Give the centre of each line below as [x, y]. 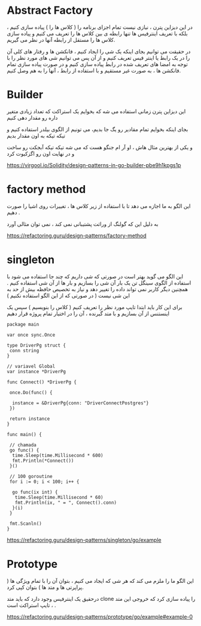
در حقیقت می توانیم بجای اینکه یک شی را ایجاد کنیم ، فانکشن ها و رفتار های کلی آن [99, 51]
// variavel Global [31, 366]
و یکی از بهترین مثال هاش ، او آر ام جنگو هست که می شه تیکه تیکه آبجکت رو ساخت [100, 147]
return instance [30, 419]
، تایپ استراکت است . [31, 605]
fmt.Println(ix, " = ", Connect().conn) [66, 503]
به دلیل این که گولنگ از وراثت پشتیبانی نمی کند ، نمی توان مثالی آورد [83, 224]
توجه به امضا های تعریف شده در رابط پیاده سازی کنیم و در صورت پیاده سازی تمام [97, 64]
